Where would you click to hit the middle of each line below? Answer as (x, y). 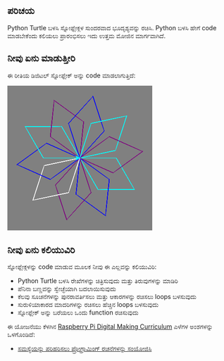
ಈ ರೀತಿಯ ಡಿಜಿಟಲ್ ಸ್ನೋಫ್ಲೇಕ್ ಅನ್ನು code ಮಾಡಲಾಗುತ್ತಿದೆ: (71, 75)
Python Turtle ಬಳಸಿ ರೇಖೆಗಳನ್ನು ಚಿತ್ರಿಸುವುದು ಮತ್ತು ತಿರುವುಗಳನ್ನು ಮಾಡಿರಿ (98, 281)
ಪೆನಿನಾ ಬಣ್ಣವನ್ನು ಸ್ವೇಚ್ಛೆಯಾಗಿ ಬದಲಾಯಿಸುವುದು (67, 289)
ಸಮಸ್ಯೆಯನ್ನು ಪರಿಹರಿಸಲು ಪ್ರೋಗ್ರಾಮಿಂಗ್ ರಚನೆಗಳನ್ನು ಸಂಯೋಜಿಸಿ (85, 349)
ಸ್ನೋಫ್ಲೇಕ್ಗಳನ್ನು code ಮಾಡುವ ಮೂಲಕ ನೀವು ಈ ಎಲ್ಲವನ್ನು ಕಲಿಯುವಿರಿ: (82, 267)
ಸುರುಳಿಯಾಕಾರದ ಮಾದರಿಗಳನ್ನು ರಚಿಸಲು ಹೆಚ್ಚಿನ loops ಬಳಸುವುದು (88, 305)
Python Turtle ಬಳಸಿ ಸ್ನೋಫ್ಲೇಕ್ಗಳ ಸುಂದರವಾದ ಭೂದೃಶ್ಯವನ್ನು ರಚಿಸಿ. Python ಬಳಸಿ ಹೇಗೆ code (112, 27)
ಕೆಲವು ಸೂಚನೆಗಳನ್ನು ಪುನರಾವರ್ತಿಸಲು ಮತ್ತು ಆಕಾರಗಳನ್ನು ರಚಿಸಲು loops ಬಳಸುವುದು (107, 297)
